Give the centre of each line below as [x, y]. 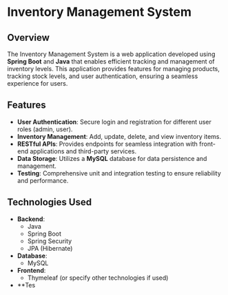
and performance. [43, 180]
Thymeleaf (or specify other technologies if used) [98, 278]
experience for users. [38, 83]
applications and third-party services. [83, 151]
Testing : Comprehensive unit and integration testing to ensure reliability [119, 173]
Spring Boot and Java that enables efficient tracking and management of [111, 61]
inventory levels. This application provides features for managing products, [114, 69]
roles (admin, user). [45, 129]
